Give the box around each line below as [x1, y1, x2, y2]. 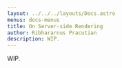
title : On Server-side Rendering [7, 23, 103, 30]
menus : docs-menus [7, 16, 60, 23]
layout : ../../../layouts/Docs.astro [7, 10, 116, 17]
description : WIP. [7, 36, 60, 43]
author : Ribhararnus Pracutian [7, 29, 97, 36]
